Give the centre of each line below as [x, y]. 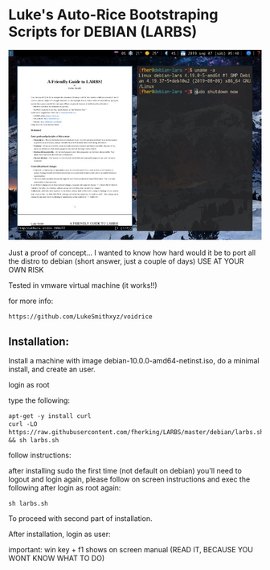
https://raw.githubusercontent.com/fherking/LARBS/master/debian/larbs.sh [136, 433]
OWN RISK [26, 270]
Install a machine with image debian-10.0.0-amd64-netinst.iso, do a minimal [134, 361]
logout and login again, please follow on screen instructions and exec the [129, 479]
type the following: [39, 400]
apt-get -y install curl [50, 416]
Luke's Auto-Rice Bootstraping [113, 15]
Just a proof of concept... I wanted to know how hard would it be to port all [132, 253]
